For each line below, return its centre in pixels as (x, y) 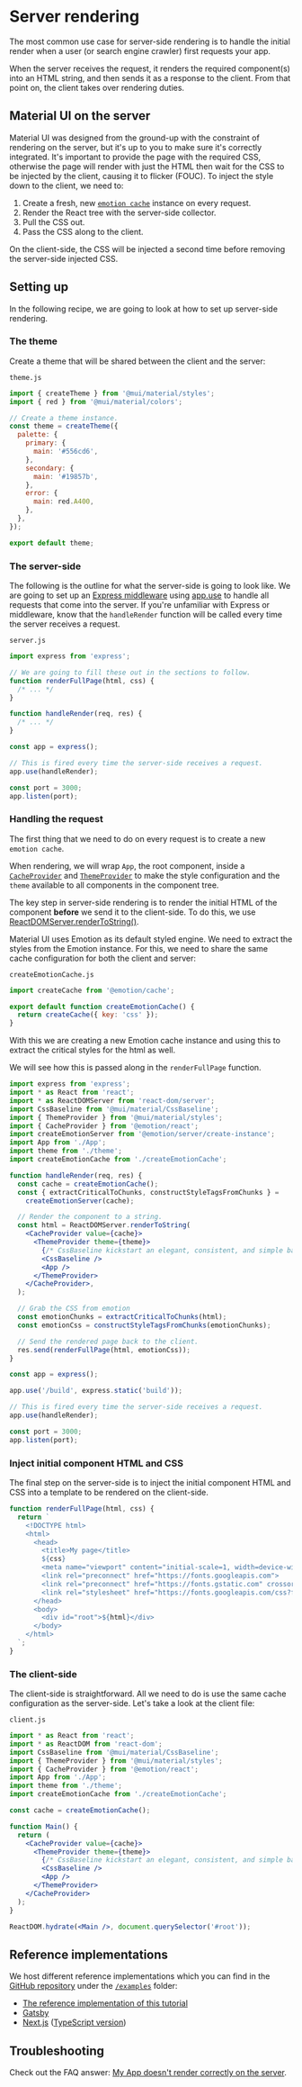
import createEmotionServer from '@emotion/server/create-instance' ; (142, 1134)
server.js (28, 641)
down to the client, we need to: (67, 185)
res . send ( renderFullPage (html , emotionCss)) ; (104, 1350)
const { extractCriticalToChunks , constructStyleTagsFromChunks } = (148, 1192)
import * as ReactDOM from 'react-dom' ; (86, 1744)
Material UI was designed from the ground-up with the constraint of (135, 138)
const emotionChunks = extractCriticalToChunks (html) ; (122, 1317)
